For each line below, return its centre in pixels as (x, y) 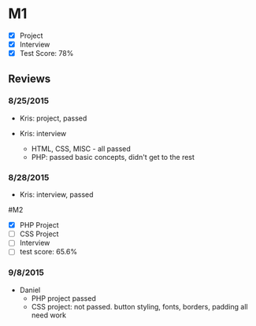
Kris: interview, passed (56, 194)
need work (49, 315)
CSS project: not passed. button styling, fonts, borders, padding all (139, 306)
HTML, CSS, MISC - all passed (81, 148)
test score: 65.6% (48, 252)
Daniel (30, 290)
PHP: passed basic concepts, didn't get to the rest (113, 157)
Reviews (30, 78)
